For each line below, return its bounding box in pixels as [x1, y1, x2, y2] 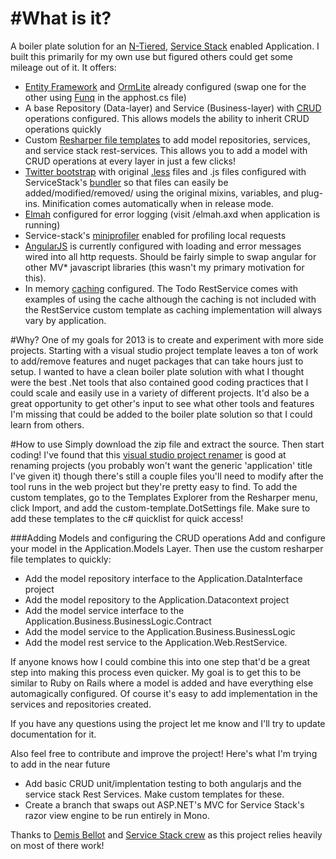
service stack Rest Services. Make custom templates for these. [24, 788, 285, 800]
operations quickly [24, 123, 102, 135]
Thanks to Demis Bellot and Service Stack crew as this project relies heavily [10, 828, 323, 841]
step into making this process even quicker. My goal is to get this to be [10, 666, 302, 678]
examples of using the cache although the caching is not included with [24, 293, 317, 305]
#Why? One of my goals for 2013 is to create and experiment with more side [10, 333, 324, 346]
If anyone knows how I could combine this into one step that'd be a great [10, 655, 311, 667]
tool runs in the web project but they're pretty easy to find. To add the [10, 480, 298, 492]
